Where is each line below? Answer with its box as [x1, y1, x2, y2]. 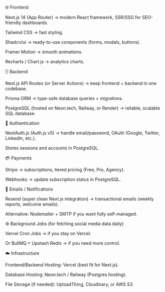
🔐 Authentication [5, 120, 40, 126]
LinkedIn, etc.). [5, 135, 36, 141]
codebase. [5, 85, 28, 91]
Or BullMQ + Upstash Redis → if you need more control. [5, 240, 120, 246]
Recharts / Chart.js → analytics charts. [5, 59, 85, 64]
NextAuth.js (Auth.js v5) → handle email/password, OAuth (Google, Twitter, [5, 130, 160, 136]
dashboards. [22, 20, 49, 26]
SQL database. [5, 111, 36, 116]
